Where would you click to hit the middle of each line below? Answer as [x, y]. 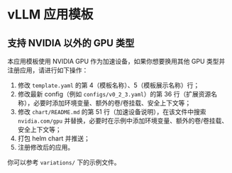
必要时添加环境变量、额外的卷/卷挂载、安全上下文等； [112, 103]
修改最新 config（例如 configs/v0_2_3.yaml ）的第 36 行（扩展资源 [114, 94]
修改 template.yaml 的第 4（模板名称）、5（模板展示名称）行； [109, 85]
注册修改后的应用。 [46, 147]
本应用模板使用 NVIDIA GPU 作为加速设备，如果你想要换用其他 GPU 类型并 [116, 61]
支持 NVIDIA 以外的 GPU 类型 [71, 43]
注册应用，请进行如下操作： [48, 70]
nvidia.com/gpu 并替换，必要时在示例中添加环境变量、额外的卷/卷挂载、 [123, 121]
